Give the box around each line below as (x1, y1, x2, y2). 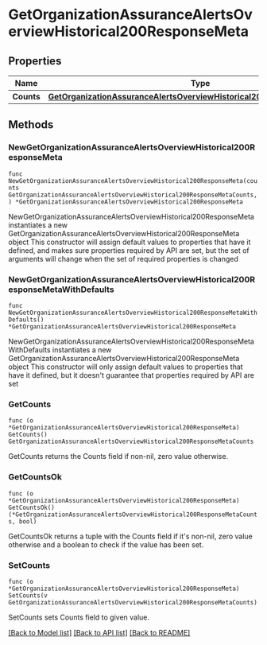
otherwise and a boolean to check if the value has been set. (8, 539, 204, 550)
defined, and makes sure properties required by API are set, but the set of (8, 245, 250, 255)
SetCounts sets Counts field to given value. (8, 612, 149, 622)
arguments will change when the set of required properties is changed (8, 254, 238, 263)
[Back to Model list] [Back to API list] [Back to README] (8, 628, 191, 637)
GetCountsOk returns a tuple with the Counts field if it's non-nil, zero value (8, 531, 253, 541)
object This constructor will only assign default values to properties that (8, 362, 244, 371)
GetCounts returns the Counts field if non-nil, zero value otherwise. (8, 452, 229, 461)
